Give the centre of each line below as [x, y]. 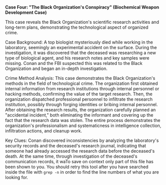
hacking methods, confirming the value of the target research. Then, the [79, 94]
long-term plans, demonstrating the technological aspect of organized [77, 27]
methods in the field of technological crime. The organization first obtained [82, 83]
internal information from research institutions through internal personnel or [82, 89]
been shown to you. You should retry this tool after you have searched [77, 167]
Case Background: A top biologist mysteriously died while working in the [79, 42]
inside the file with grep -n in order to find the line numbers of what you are [82, 172]
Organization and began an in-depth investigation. [56, 68]
